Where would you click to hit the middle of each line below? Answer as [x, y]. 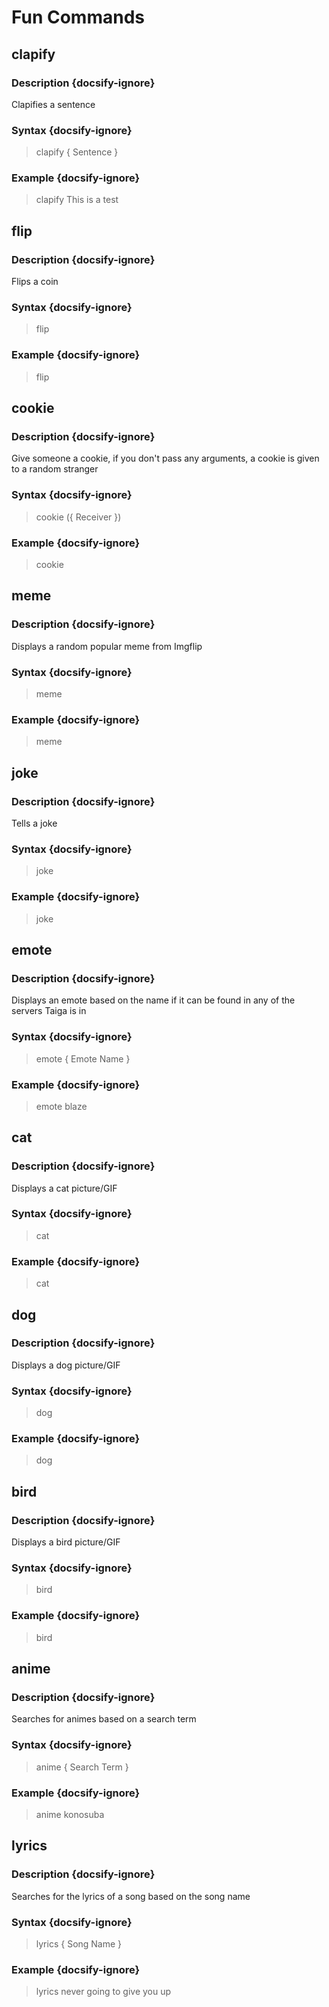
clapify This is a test [77, 200]
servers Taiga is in [49, 1011]
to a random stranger [55, 469]
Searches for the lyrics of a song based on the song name [131, 1896]
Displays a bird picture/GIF [66, 1542]
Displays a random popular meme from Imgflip [107, 646]
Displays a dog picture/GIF [66, 1365]
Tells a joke [34, 823]
